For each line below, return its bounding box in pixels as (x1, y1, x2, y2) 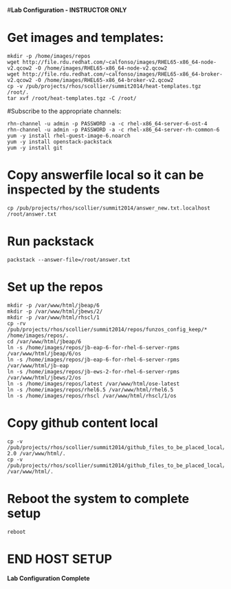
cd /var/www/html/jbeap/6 (7, 338, 81, 345)
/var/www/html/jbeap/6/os (7, 350, 81, 357)
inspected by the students (7, 182, 160, 198)
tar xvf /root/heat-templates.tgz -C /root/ (7, 94, 137, 102)
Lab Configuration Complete (7, 574, 91, 582)
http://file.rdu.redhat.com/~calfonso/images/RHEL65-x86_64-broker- (22, 70, 223, 78)
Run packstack (7, 234, 94, 249)
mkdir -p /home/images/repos (7, 52, 91, 59)
